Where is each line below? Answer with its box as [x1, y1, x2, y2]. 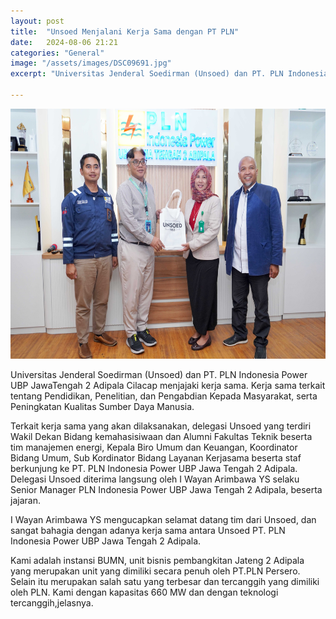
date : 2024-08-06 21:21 [10, 37, 118, 47]
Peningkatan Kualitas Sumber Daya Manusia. [10, 400, 195, 412]
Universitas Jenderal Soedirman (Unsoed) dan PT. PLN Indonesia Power [10, 368, 308, 380]
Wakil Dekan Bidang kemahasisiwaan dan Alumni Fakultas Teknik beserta [10, 430, 313, 442]
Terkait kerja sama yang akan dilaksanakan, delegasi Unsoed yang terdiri [10, 420, 312, 432]
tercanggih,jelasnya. [10, 596, 94, 609]
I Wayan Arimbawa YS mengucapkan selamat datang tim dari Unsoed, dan [10, 513, 317, 525]
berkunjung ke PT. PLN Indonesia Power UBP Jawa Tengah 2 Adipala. [10, 462, 298, 474]
